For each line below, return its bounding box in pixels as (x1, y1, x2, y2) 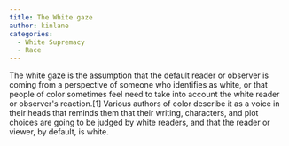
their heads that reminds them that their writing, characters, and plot (9, 108, 259, 119)
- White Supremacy (17, 37, 86, 47)
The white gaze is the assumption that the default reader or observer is (9, 70, 269, 81)
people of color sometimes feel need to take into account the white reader (9, 89, 280, 100)
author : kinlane (9, 21, 69, 30)
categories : (9, 29, 53, 38)
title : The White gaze (9, 12, 93, 22)
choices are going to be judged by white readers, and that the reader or (9, 117, 270, 128)
